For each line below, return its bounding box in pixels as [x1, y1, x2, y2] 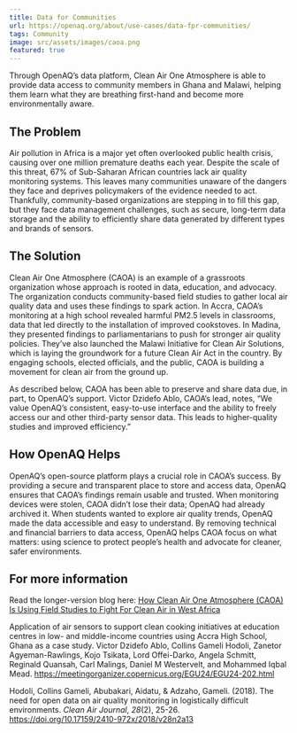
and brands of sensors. [9, 222, 95, 233]
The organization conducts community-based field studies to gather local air [9, 291, 288, 301]
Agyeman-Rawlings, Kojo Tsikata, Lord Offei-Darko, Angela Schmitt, [9, 650, 257, 660]
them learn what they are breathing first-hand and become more [9, 90, 244, 100]
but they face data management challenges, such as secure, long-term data [9, 204, 286, 214]
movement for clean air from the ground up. [9, 366, 169, 377]
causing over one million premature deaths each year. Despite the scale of [9, 157, 280, 168]
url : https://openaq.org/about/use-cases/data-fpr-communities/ [9, 21, 251, 30]
